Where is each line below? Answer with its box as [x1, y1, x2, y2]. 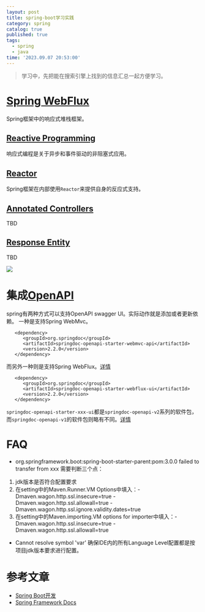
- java [12, 49, 29, 55]
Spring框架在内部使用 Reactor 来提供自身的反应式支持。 [6, 185, 144, 193]
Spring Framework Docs [15, 599, 76, 606]
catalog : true [6, 26, 43, 32]
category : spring [6, 20, 51, 26]
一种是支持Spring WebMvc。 [18, 317, 92, 325]
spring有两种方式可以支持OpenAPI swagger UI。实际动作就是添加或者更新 [6, 310, 193, 317]
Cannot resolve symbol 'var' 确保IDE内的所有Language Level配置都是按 [15, 538, 196, 546]
